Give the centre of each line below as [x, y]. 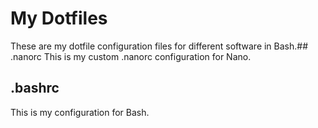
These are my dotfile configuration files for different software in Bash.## [159, 46]
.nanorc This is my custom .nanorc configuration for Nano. [131, 56]
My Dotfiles [59, 18]
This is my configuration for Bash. [80, 112]
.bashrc [35, 88]
